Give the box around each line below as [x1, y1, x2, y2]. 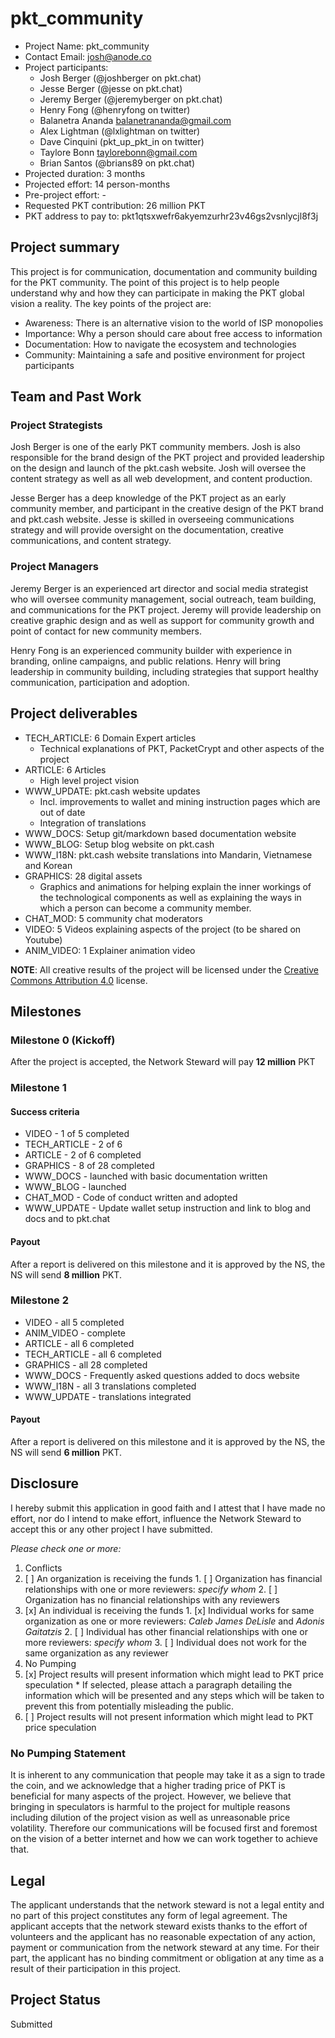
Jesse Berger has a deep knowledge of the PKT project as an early [10, 492, 287, 504]
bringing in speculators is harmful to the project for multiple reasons [10, 1801, 291, 1813]
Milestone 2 [10, 1293, 69, 1307]
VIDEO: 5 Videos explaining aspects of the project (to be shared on [24, 923, 302, 935]
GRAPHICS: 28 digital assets [24, 870, 143, 882]
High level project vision [39, 774, 140, 786]
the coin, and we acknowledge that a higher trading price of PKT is [10, 1780, 286, 1792]
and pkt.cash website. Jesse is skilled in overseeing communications [10, 513, 295, 526]
